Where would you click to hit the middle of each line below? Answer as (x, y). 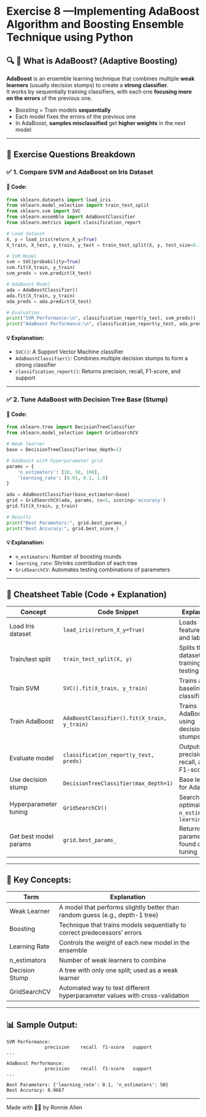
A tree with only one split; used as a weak (119, 970)
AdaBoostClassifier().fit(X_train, (115, 718)
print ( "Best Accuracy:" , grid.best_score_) (63, 528)
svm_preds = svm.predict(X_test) (49, 273)
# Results (19, 517)
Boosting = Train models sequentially (63, 110)
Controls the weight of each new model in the (124, 943)
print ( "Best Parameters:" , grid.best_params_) (67, 523)
